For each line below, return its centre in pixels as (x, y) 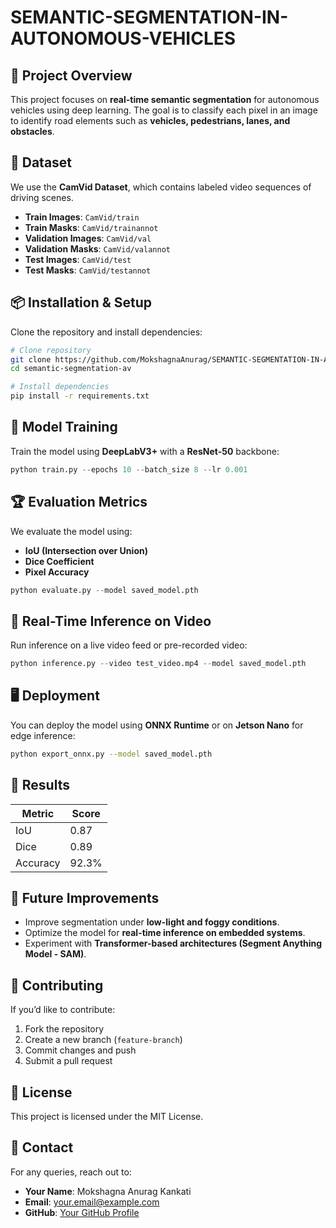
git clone (31, 359)
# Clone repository (51, 350)
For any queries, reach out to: (71, 1172)
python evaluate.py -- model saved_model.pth (104, 590)
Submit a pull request (68, 1061)
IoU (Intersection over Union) (86, 550)
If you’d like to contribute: (63, 1010)
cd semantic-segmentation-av (71, 369)
